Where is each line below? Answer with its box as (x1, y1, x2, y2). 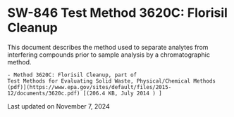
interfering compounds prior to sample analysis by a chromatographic (7, 50, 210, 59)
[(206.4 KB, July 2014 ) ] (82, 90, 162, 97)
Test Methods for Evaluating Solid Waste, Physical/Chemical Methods (7, 77, 216, 85)
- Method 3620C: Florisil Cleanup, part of (7, 71, 137, 78)
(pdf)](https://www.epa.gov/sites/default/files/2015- (7, 83, 172, 90)
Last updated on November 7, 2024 (7, 102, 111, 110)
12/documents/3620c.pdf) (7, 90, 80, 97)
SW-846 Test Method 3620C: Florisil (7, 5, 228, 21)
